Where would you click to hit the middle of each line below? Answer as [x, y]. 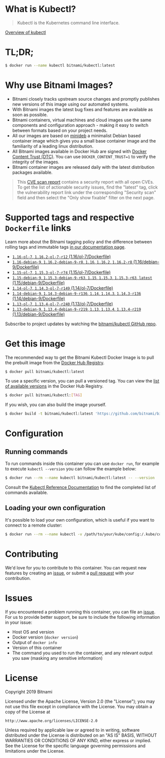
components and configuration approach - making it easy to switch [80, 125]
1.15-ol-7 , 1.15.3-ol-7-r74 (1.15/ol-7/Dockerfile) [61, 272]
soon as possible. [30, 114]
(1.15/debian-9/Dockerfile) [39, 283]
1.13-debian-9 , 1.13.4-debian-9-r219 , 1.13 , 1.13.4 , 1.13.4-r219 [77, 309]
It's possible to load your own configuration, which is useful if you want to [80, 520]
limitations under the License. [35, 751]
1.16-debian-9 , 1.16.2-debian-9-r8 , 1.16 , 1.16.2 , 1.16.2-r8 [72, 262]
